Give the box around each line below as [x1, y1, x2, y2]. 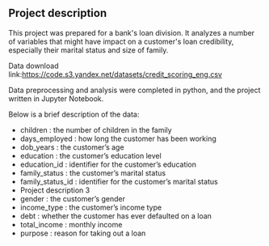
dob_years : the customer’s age [19, 142, 124, 152]
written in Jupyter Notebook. [8, 93, 104, 104]
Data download [8, 61, 59, 70]
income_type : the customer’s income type [19, 202, 162, 212]
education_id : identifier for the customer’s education [19, 159, 196, 169]
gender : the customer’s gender [19, 193, 126, 203]
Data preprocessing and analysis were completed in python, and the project [8, 85, 261, 95]
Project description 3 [19, 185, 90, 195]
